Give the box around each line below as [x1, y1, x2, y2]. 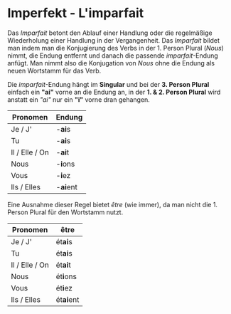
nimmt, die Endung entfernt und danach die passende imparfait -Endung [7, 51, 218, 60]
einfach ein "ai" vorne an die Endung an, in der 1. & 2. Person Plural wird [7, 88, 221, 96]
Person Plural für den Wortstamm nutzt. [7, 208, 124, 216]
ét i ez [55, 283, 73, 293]
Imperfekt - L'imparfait [7, 5, 144, 21]
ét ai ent [55, 294, 80, 304]
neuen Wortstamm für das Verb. [7, 66, 102, 75]
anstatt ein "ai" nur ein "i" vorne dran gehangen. [7, 95, 151, 104]
